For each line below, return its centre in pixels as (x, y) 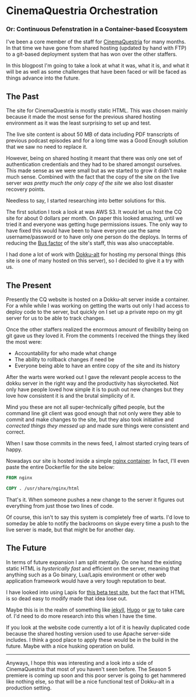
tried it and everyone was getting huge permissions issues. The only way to (97, 224)
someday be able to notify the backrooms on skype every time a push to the (98, 523)
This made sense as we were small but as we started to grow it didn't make (96, 170)
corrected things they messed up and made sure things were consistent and (98, 426)
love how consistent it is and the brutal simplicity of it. (71, 396)
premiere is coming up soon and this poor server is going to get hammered (96, 675)
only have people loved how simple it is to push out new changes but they (95, 389)
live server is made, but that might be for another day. (71, 529)
